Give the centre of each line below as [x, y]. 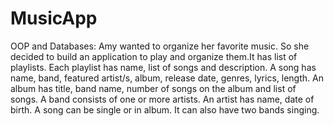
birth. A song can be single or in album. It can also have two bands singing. [165, 109]
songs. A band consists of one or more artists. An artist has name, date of [162, 99]
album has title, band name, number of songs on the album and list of [153, 88]
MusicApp [54, 18]
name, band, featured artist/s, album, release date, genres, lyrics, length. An [167, 78]
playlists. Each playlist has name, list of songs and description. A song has [163, 67]
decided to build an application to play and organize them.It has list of [154, 56]
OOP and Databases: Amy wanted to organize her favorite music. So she [160, 46]
